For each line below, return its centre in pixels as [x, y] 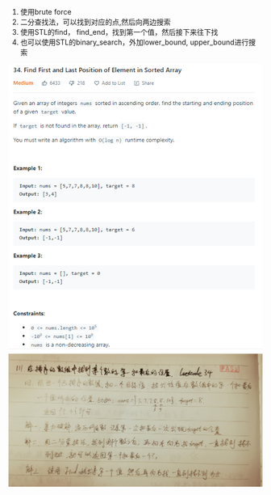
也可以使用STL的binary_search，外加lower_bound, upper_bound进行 [134, 42]
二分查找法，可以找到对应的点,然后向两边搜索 [95, 22]
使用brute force [46, 12]
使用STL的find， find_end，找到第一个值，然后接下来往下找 [119, 32]
